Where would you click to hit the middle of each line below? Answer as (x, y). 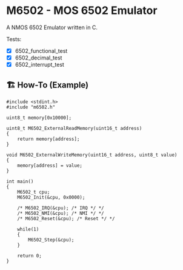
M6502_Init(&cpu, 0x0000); (51, 197)
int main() (20, 181)
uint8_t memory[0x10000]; (39, 118)
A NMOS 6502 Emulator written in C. (52, 27)
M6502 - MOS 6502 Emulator (82, 11)
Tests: (14, 39)
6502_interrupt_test (40, 65)
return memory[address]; (48, 139)
